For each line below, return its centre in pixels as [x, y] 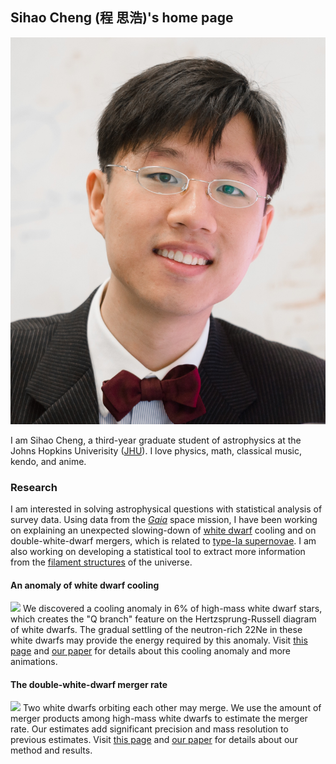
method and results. [51, 750]
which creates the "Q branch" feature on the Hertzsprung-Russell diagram [163, 619]
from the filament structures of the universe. [101, 562]
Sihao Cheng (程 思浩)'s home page [122, 18]
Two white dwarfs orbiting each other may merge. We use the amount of [172, 708]
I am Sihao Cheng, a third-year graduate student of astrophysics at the [156, 440]
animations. [34, 662]
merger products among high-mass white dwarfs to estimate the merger [159, 719]
